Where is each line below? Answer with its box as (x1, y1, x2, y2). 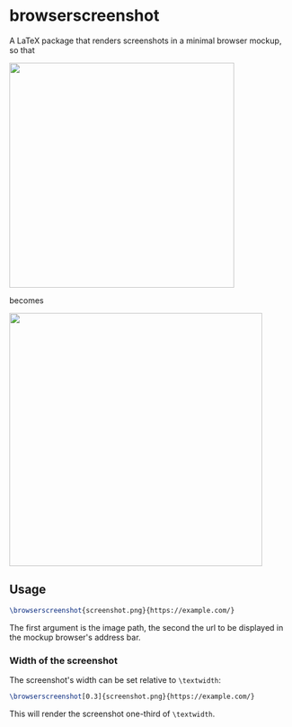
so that (9, 44, 36, 55)
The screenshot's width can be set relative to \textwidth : (9, 674, 222, 685)
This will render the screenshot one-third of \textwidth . (9, 708, 216, 719)
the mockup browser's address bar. (9, 632, 141, 642)
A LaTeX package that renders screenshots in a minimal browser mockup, (9, 35, 282, 46)
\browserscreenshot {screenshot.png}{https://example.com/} (9, 606, 235, 615)
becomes (9, 294, 44, 306)
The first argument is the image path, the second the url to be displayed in (9, 622, 284, 633)
